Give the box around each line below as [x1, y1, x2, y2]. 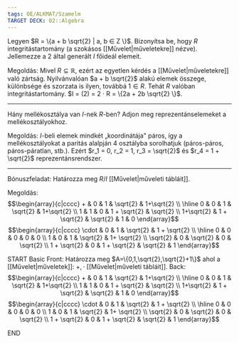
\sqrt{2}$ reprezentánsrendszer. [7, 154, 102, 163]
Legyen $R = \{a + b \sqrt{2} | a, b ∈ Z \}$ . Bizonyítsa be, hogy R [7, 36, 198, 45]
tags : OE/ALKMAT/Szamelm [7, 10, 81, 18]
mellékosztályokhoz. [7, 117, 68, 126]
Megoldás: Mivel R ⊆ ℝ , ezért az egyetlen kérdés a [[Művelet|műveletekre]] [7, 66, 229, 75]
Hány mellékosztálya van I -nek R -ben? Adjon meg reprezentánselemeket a [7, 110, 226, 118]
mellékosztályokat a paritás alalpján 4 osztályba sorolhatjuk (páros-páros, [7, 138, 224, 147]
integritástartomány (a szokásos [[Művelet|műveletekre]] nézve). [7, 44, 198, 53]
